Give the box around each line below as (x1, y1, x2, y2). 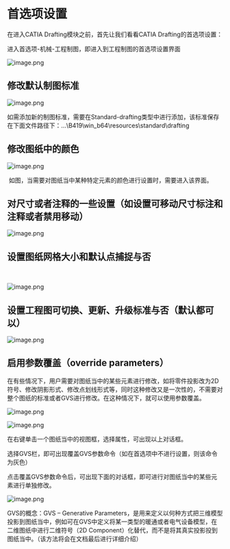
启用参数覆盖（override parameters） (7, 357, 169, 369)
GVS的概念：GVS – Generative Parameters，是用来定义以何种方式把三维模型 (7, 509, 223, 517)
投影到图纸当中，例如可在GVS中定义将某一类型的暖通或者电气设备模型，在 (7, 518, 218, 526)
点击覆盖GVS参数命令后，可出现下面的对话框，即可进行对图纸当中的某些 (7, 472, 212, 481)
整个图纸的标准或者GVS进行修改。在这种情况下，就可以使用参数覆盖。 (7, 394, 205, 402)
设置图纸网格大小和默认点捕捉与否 (7, 251, 151, 262)
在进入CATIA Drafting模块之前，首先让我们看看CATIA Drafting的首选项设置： (7, 30, 223, 38)
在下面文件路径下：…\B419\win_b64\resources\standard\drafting (7, 121, 190, 129)
